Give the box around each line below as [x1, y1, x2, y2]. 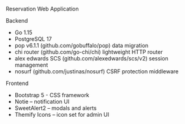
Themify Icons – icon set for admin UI [14, 111, 110, 118]
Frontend [6, 79, 29, 87]
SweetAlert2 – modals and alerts [14, 104, 97, 112]
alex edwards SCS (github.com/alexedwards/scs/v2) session [14, 55, 169, 62]
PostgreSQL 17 [14, 35, 52, 42]
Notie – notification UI [14, 98, 70, 105]
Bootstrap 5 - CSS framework [14, 92, 89, 98]
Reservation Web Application [6, 5, 79, 12]
